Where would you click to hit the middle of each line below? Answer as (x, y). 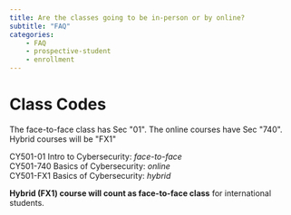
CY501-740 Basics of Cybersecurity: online (90, 166)
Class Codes (58, 104)
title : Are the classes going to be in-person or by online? (127, 18)
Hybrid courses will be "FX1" (63, 139)
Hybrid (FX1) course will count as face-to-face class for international (141, 193)
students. (27, 202)
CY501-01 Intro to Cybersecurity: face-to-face (96, 156)
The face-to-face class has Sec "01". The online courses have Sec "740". (146, 129)
